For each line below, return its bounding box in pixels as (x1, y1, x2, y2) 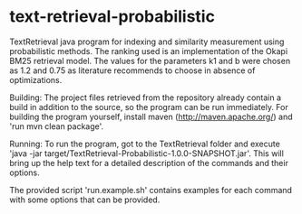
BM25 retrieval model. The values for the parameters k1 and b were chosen (9, 55, 291, 66)
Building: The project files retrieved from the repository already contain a (9, 92, 282, 103)
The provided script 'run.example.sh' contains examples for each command (9, 184, 293, 195)
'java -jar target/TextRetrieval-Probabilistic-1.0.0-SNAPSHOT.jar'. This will (9, 147, 284, 159)
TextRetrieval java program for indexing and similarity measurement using (9, 36, 285, 47)
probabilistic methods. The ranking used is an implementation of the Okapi (9, 45, 288, 56)
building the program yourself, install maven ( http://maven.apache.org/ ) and (9, 111, 293, 122)
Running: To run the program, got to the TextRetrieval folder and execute (9, 138, 281, 149)
